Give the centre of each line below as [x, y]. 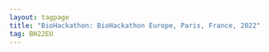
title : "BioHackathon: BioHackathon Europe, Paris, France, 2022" [135, 26]
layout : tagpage [39, 17]
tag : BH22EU [31, 33]
